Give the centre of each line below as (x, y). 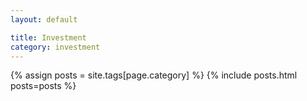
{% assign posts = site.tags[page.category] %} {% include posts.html (154, 75)
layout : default (44, 19)
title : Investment (48, 37)
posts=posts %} (43, 86)
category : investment (55, 47)
